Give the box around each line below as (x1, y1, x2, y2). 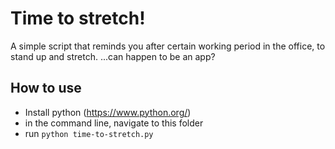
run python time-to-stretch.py (24, 127, 154, 139)
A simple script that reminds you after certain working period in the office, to (10, 40, 326, 52)
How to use (10, 80, 82, 97)
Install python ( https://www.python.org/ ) (24, 106, 192, 118)
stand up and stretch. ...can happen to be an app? (10, 50, 216, 62)
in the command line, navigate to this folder (24, 117, 204, 129)
